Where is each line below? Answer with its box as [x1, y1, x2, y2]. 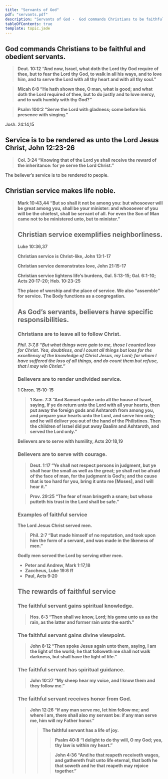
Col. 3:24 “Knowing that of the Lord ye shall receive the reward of [17, 157, 156, 163]
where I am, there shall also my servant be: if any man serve [29, 712, 157, 718]
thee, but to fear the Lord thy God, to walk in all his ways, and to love [17, 71, 162, 77]
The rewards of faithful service [17, 587, 116, 596]
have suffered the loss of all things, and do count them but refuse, [17, 358, 158, 364]
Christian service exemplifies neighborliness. [17, 230, 163, 238]
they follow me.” [29, 683, 65, 689]
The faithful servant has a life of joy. [42, 727, 119, 733]
